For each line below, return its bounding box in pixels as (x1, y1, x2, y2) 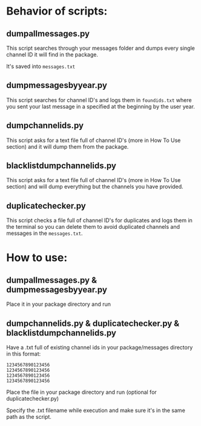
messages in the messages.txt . (6, 229, 83, 237)
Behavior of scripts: (6, 4, 108, 18)
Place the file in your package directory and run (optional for (6, 388, 157, 396)
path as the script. (6, 413, 51, 421)
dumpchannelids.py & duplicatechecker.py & (6, 318, 180, 328)
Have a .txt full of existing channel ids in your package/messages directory (6, 344, 193, 351)
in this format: (6, 350, 41, 357)
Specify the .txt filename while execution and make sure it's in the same (6, 407, 186, 414)
